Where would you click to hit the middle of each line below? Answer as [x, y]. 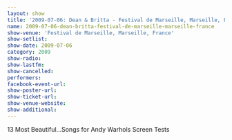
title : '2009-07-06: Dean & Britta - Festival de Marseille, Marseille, [114, 20]
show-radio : [24, 59]
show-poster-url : [32, 90]
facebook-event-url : [37, 84]
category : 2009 [29, 52]
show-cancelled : [30, 71]
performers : [24, 78]
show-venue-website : [37, 103]
